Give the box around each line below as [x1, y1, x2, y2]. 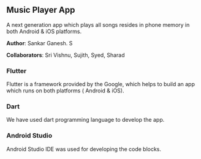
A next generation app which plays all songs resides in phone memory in [6, 21, 190, 28]
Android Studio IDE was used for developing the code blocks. [6, 145, 161, 152]
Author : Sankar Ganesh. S [6, 39, 73, 46]
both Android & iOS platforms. [6, 28, 82, 35]
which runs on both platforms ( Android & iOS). [6, 87, 124, 94]
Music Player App [6, 5, 75, 15]
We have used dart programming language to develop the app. [6, 116, 165, 124]
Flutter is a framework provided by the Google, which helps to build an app [6, 81, 195, 88]
